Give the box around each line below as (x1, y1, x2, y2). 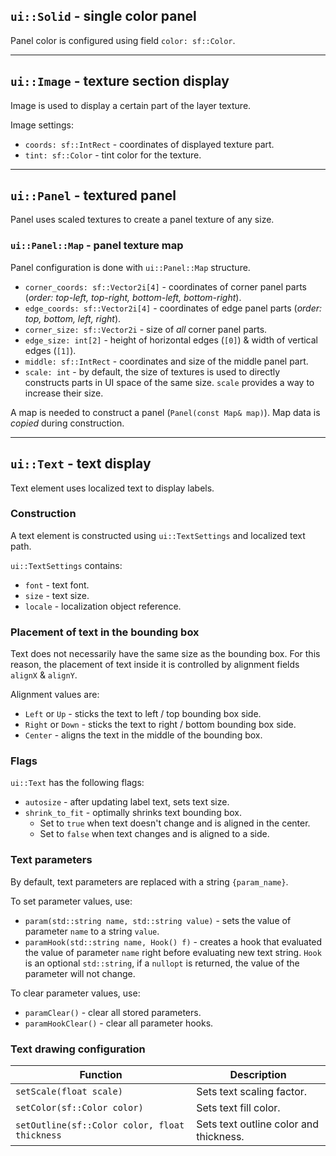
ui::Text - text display (10, 455, 152, 473)
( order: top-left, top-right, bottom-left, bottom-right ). (24, 291, 242, 303)
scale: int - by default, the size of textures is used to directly (24, 365, 281, 378)
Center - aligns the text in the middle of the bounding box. (24, 729, 263, 741)
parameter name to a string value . (24, 925, 160, 937)
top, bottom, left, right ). (24, 312, 122, 324)
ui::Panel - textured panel (10, 187, 177, 204)
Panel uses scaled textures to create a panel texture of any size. (10, 214, 275, 226)
